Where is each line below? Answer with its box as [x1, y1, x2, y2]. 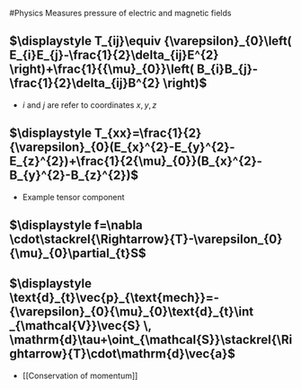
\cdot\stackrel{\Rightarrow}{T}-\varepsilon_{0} [9, 232, 283, 247]
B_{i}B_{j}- [196, 62, 259, 77]
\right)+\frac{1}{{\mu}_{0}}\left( [9, 62, 195, 77]
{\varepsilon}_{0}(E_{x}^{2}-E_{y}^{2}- [9, 139, 235, 155]
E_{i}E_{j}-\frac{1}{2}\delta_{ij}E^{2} [9, 48, 219, 63]
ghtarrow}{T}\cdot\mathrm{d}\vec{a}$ [9, 346, 235, 362]
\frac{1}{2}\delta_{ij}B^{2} [9, 75, 161, 91]
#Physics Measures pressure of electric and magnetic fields [9, 8, 232, 18]
